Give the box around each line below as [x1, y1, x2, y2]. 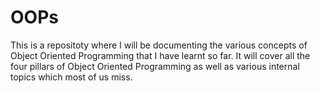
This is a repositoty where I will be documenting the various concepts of [10, 39, 308, 51]
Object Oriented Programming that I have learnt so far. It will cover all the [10, 49, 311, 61]
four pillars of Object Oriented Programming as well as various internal [10, 60, 300, 72]
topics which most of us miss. [10, 71, 133, 83]
